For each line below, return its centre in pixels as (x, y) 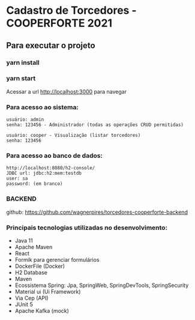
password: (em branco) (34, 184)
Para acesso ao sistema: (43, 107)
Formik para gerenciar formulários (57, 259)
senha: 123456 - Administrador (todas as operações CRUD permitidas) (95, 125)
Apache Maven (34, 247)
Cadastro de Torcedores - (71, 11)
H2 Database (31, 272)
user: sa (17, 179)
